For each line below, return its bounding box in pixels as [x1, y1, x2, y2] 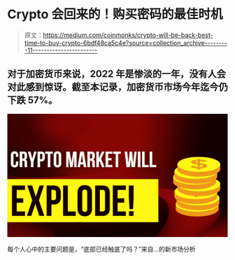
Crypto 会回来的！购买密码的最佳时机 [7, 6, 223, 22]
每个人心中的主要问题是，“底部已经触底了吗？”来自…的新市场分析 [7, 245, 196, 254]
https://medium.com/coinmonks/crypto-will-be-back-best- [43, 31, 213, 39]
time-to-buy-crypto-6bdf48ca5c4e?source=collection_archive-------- [24, 38, 227, 47]
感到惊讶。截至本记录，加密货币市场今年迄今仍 [25, 81, 228, 93]
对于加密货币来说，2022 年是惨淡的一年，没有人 [7, 68, 217, 80]
